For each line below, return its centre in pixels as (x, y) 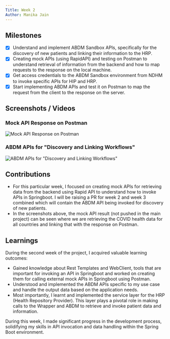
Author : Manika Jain (27, 15)
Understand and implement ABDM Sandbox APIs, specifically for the (85, 48)
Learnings (22, 240)
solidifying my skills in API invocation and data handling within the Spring (82, 327)
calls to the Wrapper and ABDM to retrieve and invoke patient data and (87, 306)
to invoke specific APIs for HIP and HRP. (55, 81)
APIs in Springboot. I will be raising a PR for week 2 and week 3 (79, 197)
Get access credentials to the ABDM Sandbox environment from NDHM (88, 75)
